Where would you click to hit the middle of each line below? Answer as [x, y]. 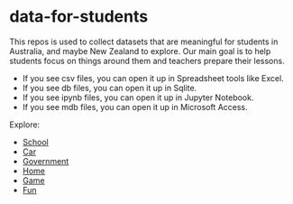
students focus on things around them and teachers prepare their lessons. [147, 60]
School [36, 142]
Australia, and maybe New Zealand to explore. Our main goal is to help [140, 51]
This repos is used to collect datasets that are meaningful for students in [144, 42]
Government [46, 161]
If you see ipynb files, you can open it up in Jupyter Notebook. [138, 97]
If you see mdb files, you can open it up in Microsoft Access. [135, 107]
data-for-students [79, 17]
